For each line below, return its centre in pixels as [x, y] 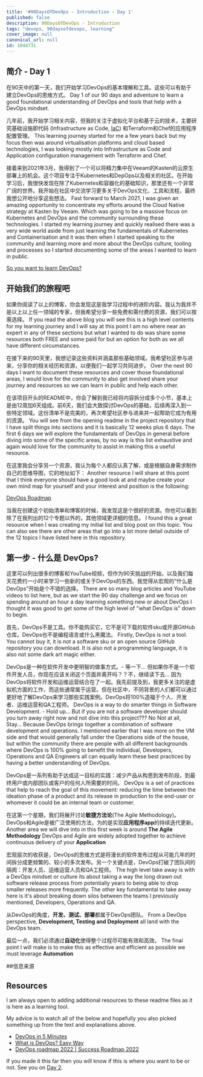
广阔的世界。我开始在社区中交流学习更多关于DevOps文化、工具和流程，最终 [101, 190]
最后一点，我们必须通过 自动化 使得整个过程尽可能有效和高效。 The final [95, 940]
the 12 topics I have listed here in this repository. [66, 537]
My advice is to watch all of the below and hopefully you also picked [91, 1018]
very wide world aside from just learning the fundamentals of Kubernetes [97, 230]
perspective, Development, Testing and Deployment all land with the [93, 922]
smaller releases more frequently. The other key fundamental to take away [99, 890]
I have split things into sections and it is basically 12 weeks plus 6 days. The [101, 427]
